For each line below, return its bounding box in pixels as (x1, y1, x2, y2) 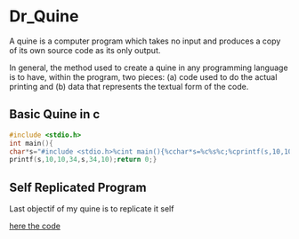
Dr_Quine (9, 6, 79, 27)
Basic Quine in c (9, 107, 101, 122)
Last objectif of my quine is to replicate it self (9, 203, 174, 214)
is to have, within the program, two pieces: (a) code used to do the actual (9, 71, 278, 82)
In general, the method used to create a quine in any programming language (9, 62, 288, 73)
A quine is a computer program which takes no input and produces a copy (9, 36, 281, 46)
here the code (9, 220, 61, 232)
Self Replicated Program (9, 179, 147, 195)
